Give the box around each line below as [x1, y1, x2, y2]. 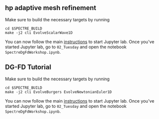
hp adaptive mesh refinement [5, 4, 96, 12]
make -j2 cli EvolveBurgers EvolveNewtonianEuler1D [5, 89, 112, 94]
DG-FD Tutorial [5, 63, 52, 72]
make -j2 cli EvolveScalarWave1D [5, 30, 73, 35]
